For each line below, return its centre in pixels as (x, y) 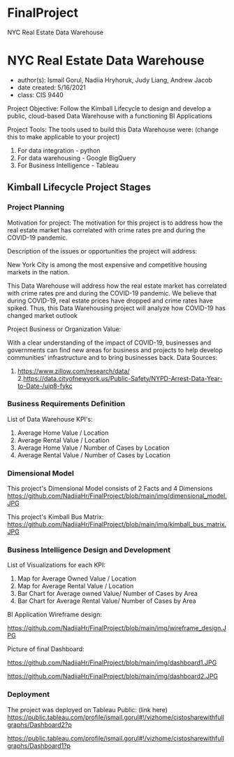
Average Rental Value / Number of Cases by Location (94, 455)
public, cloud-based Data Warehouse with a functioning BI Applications (110, 116)
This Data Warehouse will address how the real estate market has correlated (117, 286)
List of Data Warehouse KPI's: (50, 419)
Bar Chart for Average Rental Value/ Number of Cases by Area (107, 601)
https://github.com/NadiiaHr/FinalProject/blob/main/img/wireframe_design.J (117, 628)
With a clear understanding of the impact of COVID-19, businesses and (109, 342)
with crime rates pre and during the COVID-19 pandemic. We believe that (112, 293)
